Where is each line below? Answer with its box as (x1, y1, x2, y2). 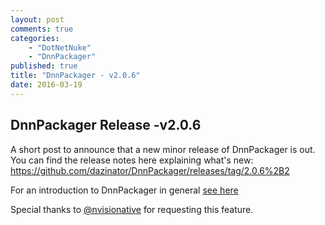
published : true (10, 61, 78, 71)
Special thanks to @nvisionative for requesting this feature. (10, 203, 254, 215)
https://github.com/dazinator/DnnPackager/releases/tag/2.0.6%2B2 (10, 164, 290, 176)
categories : (10, 33, 60, 43)
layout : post (10, 14, 65, 25)
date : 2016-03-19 (10, 80, 83, 90)
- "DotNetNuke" (28, 42, 92, 53)
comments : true (10, 24, 74, 34)
